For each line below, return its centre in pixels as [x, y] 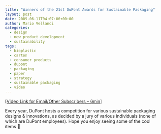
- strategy [21, 78]
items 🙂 [13, 126]
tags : [11, 46]
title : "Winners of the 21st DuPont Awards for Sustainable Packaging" [80, 10]
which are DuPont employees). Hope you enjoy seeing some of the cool [78, 121]
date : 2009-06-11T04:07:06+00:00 [39, 19]
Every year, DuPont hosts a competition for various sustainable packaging [80, 110]
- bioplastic [23, 51]
